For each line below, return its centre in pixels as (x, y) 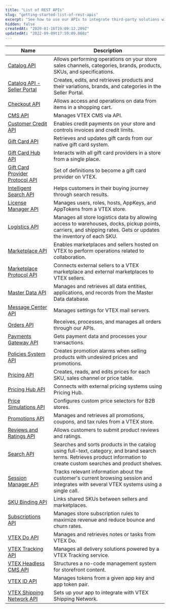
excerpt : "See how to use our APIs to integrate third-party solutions (82, 19)
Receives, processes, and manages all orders (107, 322)
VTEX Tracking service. (81, 555)
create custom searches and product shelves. (108, 463)
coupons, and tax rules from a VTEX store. (104, 422)
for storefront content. (80, 570)
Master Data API (27, 293)
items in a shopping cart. (83, 107)
